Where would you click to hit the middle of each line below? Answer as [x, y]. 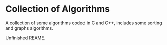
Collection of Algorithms [57, 9]
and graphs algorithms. [29, 28]
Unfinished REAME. [25, 38]
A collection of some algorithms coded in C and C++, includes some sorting [84, 23]
